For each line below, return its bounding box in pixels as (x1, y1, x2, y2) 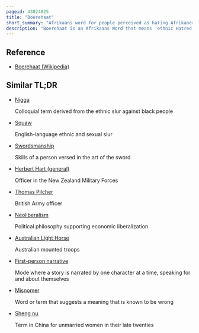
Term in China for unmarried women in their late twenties (14, 321, 154, 328)
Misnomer (14, 287, 40, 294)
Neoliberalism (14, 211, 49, 218)
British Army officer (14, 200, 63, 207)
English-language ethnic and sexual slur (14, 130, 113, 137)
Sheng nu (14, 310, 38, 317)
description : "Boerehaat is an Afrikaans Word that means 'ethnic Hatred (6, 25, 192, 32)
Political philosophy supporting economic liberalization (14, 222, 149, 230)
